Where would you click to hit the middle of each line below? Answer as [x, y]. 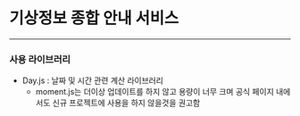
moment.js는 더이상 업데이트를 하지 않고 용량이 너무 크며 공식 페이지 [154, 92]
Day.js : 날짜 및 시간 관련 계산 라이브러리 [92, 80]
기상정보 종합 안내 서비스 [94, 18]
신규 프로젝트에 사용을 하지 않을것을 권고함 [126, 103]
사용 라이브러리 [40, 59]
